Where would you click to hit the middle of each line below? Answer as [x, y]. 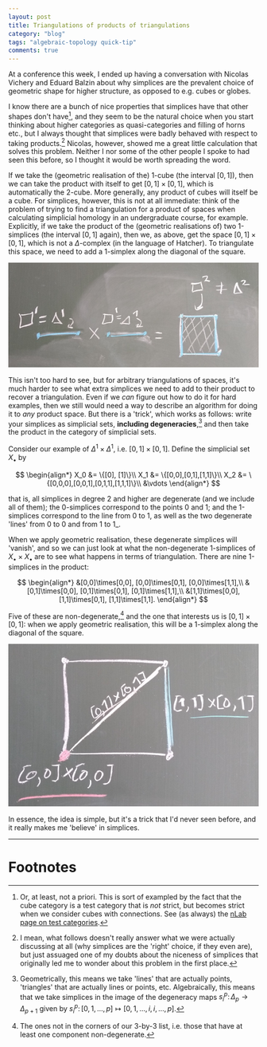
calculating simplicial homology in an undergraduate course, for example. [128, 218]
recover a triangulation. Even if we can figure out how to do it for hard [122, 397]
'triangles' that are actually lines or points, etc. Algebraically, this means [137, 987]
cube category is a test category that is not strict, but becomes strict [132, 905]
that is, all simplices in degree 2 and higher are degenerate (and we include [132, 498]
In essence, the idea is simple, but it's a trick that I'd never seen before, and [132, 819]
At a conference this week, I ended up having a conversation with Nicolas [128, 74]
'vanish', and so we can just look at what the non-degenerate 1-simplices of [132, 548]
